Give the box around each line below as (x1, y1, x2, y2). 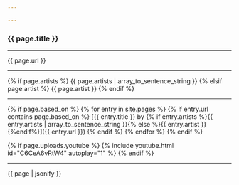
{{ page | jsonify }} (7, 169, 62, 178)
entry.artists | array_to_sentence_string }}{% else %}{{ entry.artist (7, 120, 200, 129)
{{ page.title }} (7, 33, 59, 43)
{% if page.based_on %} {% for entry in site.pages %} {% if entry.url (7, 105, 208, 114)
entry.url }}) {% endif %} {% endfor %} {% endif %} (51, 127, 203, 136)
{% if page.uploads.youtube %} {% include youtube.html (7, 142, 174, 150)
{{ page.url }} (7, 56, 46, 65)
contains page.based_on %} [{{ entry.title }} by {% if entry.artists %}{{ (7, 112, 213, 121)
